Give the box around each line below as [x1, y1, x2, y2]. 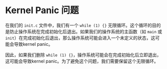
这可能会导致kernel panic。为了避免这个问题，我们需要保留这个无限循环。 [5, 58, 159, 64]
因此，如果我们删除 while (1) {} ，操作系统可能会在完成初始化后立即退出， [5, 51, 161, 58]
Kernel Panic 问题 [5, 5, 79, 16]
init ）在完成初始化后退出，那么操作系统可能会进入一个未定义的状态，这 [5, 35, 155, 41]
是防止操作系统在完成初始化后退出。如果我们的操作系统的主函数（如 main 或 [5, 28, 162, 34]
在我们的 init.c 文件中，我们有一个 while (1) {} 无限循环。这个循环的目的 [5, 22, 161, 28]
